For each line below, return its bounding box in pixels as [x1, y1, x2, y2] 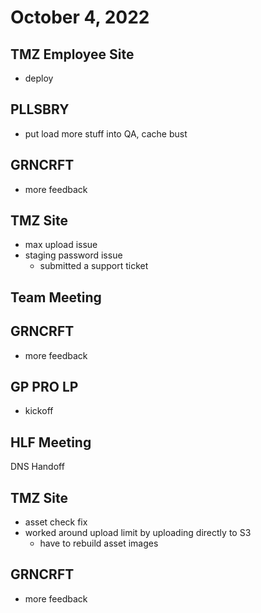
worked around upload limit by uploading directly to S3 [24, 527, 252, 539]
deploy [24, 72, 54, 84]
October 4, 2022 [10, 6, 150, 29]
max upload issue [24, 239, 98, 251]
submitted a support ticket [39, 260, 149, 272]
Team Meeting [10, 289, 102, 306]
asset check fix [24, 516, 88, 528]
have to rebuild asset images [39, 537, 159, 550]
